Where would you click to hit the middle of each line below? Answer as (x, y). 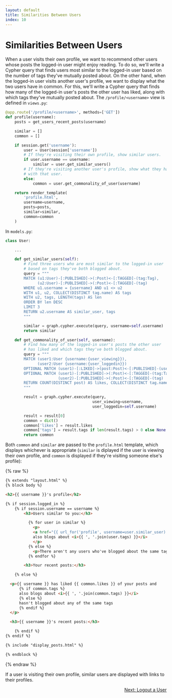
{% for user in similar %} (57, 523)
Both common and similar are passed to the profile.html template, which (82, 445)
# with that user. (43, 174)
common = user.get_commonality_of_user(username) (87, 183)
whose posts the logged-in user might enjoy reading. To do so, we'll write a (85, 65)
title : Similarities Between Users (43, 15)
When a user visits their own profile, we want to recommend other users (81, 59)
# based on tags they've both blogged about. (73, 269)
